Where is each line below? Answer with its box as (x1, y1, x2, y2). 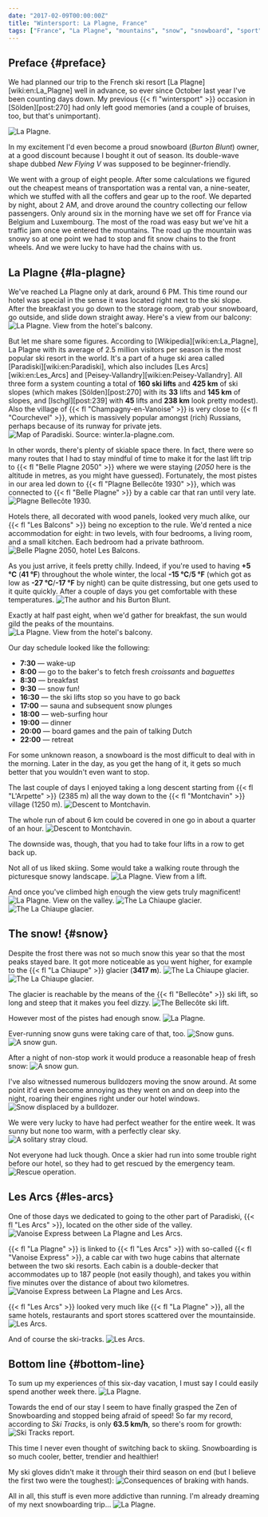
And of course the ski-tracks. (8, 1334, 105, 1344)
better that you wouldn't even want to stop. (8, 768, 150, 776)
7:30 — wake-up (19, 658, 76, 668)
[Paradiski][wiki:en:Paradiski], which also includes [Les (8, 362, 189, 371)
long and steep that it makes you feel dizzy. (8, 998, 152, 1007)
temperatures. (8, 595, 55, 604)
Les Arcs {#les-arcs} (8, 1190, 114, 1204)
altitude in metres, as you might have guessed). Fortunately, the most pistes (8, 471, 258, 480)
